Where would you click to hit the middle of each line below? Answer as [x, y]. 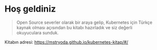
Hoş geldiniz [30, 9]
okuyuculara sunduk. [37, 33]
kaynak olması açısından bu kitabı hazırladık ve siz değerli [74, 27]
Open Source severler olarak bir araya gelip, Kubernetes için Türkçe [84, 22]
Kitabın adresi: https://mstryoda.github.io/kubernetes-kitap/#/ [66, 42]
